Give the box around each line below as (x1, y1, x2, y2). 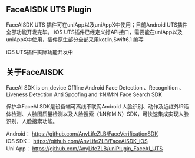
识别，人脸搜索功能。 (6, 117, 58, 124)
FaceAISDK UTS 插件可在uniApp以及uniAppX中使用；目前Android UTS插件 (6, 21, 188, 28)
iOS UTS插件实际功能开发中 (6, 48, 74, 55)
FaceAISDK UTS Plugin (6, 5, 92, 15)
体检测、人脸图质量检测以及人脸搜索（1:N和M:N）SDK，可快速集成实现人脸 (6, 110, 189, 117)
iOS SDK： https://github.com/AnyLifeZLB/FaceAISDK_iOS (6, 137, 148, 144)
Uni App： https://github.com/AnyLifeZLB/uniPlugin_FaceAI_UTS (6, 144, 163, 152)
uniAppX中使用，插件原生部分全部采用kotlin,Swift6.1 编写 (6, 35, 144, 43)
